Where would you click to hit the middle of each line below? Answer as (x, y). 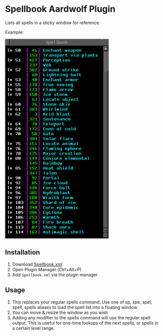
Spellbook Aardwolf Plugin (60, 9)
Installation (23, 252)
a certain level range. (33, 328)
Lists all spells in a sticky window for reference (52, 23)
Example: (14, 32)
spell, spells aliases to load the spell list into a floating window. (75, 307)
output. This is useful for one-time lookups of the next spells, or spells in (85, 323)
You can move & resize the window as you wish (60, 312)
